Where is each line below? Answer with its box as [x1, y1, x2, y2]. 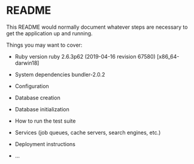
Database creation [14, 94, 61, 101]
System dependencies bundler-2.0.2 [14, 71, 105, 78]
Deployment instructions [14, 140, 76, 147]
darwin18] [14, 59, 40, 66]
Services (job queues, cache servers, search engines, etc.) [14, 129, 161, 136]
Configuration [14, 82, 49, 90]
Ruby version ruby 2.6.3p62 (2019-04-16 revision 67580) [14, 53, 156, 60]
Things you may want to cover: [6, 41, 83, 48]
